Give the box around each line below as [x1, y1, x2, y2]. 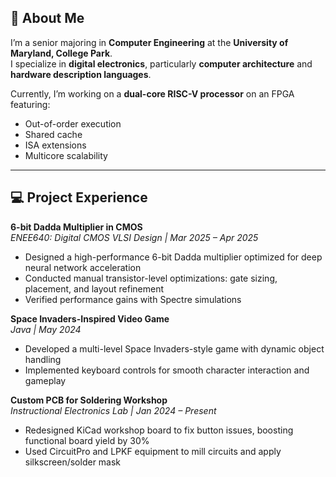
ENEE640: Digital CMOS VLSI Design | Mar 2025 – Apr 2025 [10, 231, 259, 243]
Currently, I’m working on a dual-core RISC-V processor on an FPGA [10, 87, 295, 100]
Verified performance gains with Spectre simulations [24, 293, 242, 305]
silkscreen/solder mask [24, 456, 122, 468]
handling [24, 353, 62, 365]
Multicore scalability [24, 149, 108, 161]
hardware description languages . [10, 68, 152, 80]
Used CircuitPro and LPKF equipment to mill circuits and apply [24, 445, 282, 457]
